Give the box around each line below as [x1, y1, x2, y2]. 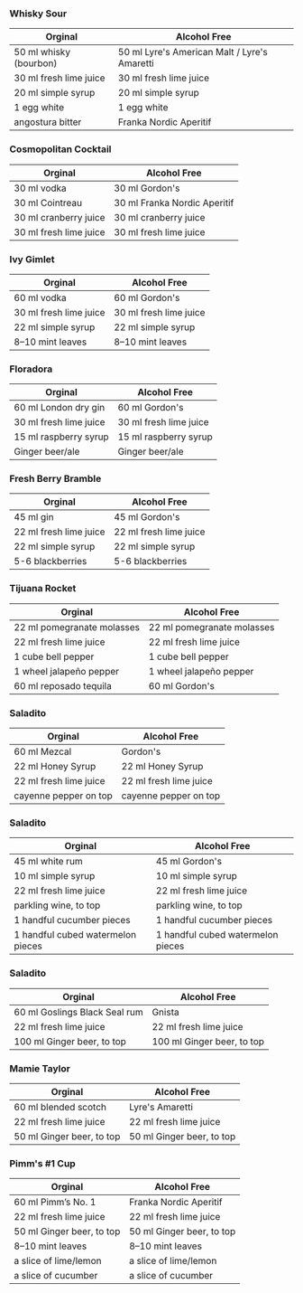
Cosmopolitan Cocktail [9, 143, 112, 156]
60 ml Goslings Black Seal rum [14, 1005, 143, 1018]
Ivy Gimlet [9, 252, 56, 265]
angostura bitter [14, 116, 82, 128]
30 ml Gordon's [114, 182, 180, 194]
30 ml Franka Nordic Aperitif [114, 196, 234, 209]
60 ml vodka [14, 291, 68, 304]
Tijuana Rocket [9, 582, 77, 595]
